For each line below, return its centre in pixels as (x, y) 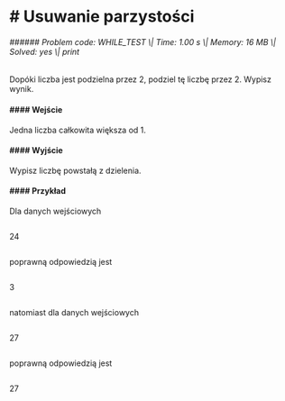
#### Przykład (37, 191)
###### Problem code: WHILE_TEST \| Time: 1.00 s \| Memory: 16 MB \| (143, 41)
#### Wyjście (36, 150)
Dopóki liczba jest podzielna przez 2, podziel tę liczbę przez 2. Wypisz (141, 79)
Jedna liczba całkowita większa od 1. (78, 130)
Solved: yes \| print (44, 51)
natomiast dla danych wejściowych (74, 312)
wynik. (22, 89)
